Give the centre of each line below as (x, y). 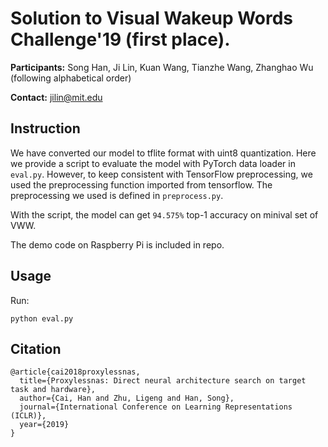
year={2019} (44, 425)
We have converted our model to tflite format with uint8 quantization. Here (163, 153)
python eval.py (42, 318)
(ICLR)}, (28, 416)
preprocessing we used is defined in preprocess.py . (117, 195)
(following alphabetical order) (71, 78)
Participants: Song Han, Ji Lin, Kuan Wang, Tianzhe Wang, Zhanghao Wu (162, 67)
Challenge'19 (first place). (120, 39)
